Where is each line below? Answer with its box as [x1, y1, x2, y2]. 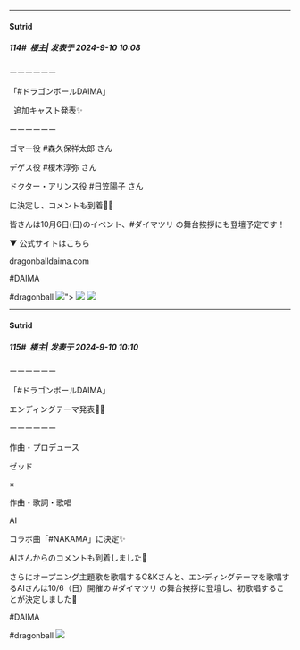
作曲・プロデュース [9, 442, 80, 452]
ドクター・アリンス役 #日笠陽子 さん [9, 181, 144, 191]
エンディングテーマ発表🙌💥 [9, 404, 105, 415]
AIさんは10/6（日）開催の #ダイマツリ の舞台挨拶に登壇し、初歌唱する [16, 583, 277, 594]
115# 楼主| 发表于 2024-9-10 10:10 [9, 342, 139, 352]
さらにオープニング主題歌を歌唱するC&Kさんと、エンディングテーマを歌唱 [9, 571, 283, 582]
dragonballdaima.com [9, 256, 89, 266]
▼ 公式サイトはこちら [9, 238, 91, 249]
